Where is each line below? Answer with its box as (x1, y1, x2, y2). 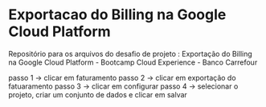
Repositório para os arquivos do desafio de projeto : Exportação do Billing (8, 49, 253, 58)
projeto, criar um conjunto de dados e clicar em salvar (8, 89, 187, 99)
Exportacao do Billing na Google (8, 6, 227, 24)
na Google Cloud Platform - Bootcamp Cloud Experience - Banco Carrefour (8, 57, 258, 67)
